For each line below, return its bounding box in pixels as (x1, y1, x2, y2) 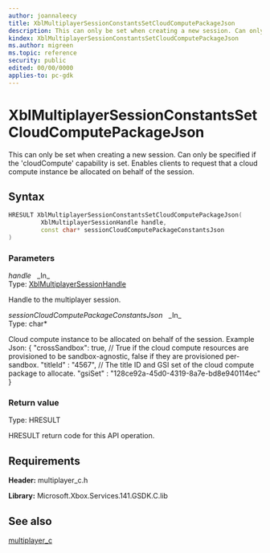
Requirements (8, 454, 80, 468)
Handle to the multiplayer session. (8, 295, 121, 305)
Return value (8, 397, 59, 409)
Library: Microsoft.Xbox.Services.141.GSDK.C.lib (8, 491, 169, 501)
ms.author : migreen (8, 42, 74, 50)
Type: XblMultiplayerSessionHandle (8, 279, 127, 289)
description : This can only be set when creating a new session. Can (8, 26, 247, 35)
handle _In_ (8, 270, 51, 281)
